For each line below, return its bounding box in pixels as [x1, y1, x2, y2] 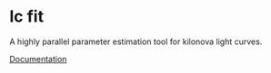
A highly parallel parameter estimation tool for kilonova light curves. [9, 36, 263, 47]
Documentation [9, 53, 67, 64]
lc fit [9, 6, 44, 27]
